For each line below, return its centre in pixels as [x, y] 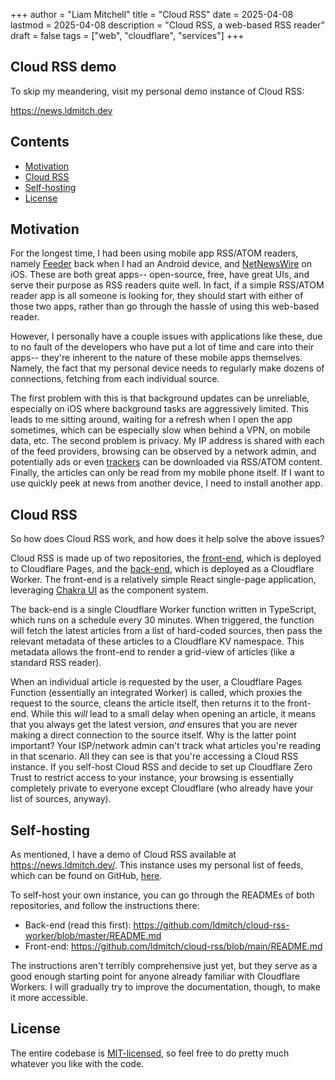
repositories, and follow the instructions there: [105, 906]
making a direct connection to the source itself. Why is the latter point [153, 735]
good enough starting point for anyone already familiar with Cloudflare [155, 976]
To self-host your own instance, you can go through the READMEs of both [162, 895]
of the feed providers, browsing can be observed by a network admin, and [163, 451]
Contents [40, 142]
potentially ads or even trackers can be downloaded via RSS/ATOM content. [166, 462]
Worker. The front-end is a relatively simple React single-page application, [163, 580]
